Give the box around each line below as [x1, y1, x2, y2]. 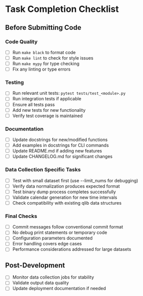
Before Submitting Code [5, 23, 81, 32]
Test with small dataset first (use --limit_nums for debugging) [12, 177, 139, 183]
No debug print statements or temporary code [12, 229, 107, 235]
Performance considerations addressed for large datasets [12, 246, 132, 252]
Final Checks [5, 213, 37, 220]
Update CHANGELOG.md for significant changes [12, 153, 113, 159]
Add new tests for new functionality [12, 107, 86, 113]
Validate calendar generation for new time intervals [12, 194, 118, 200]
